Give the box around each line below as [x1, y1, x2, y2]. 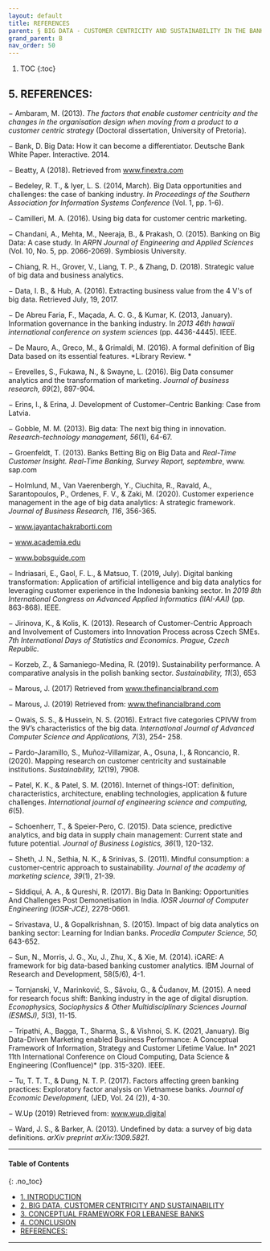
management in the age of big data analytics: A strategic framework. [8, 497, 235, 507]
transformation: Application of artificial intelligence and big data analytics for [8, 577, 262, 586]
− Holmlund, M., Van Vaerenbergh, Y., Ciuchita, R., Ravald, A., [8, 480, 212, 490]
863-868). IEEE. [8, 603, 62, 612]
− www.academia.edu [8, 537, 81, 547]
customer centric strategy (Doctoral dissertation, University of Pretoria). [8, 126, 247, 135]
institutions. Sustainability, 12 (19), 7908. [8, 764, 141, 774]
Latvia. [8, 408, 31, 418]
